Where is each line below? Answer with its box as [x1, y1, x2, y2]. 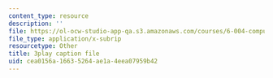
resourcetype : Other [8, 42, 79, 50]
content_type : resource [8, 11, 89, 20]
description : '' [8, 19, 63, 28]
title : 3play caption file [8, 50, 100, 58]
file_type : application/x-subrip [8, 34, 122, 43]
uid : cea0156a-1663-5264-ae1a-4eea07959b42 [8, 58, 158, 66]
